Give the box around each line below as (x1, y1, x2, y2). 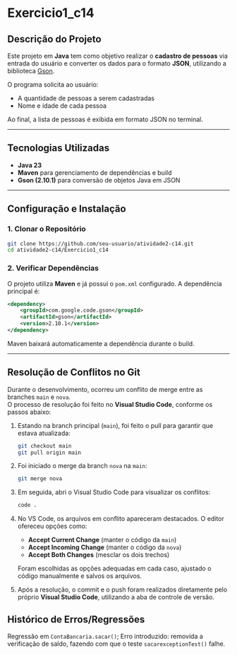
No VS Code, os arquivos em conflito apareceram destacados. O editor (17, 515, 224, 523)
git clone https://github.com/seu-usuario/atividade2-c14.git (7, 240, 194, 247)
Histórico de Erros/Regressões (7, 613, 145, 625)
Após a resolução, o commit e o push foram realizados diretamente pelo (17, 585, 228, 594)
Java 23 (17, 161, 42, 169)
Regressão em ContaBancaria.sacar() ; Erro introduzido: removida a (7, 632, 203, 641)
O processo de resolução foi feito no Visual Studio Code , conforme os (7, 400, 213, 408)
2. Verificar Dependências (7, 263, 99, 273)
